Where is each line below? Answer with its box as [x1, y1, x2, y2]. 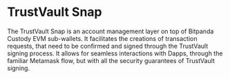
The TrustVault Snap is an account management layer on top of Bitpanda [7, 27, 214, 35]
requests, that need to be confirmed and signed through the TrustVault [7, 42, 209, 50]
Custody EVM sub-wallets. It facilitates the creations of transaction [7, 34, 198, 42]
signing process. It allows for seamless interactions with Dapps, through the [7, 49, 223, 58]
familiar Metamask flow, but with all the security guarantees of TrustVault [7, 56, 215, 64]
